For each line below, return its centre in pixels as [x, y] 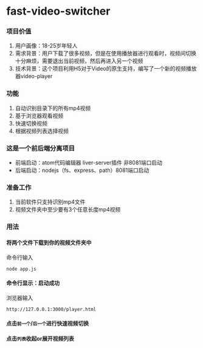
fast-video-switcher [58, 11]
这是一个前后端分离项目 [40, 148]
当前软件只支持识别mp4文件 [50, 202]
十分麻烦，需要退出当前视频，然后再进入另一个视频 [79, 61]
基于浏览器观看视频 [39, 115]
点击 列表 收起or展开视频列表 [40, 338]
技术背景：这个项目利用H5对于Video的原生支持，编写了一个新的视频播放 [106, 69]
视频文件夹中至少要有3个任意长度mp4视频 [68, 210]
